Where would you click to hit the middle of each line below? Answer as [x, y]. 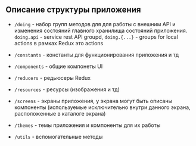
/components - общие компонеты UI [58, 66]
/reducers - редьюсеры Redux [52, 77]
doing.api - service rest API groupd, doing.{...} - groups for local [96, 37]
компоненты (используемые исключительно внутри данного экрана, [102, 107]
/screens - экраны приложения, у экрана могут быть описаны [93, 101]
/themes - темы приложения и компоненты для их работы [87, 125]
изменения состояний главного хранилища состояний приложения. [101, 30]
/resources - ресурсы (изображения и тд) [67, 89]
